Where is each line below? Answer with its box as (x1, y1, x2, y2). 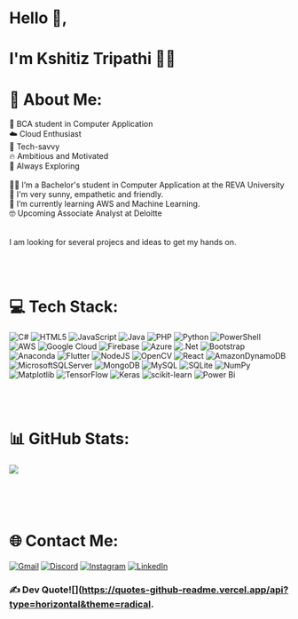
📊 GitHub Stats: (9, 429, 130, 449)
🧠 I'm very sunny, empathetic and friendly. (9, 189, 164, 200)
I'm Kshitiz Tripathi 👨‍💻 (9, 49, 176, 69)
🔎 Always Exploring (9, 161, 80, 171)
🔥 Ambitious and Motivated (9, 151, 109, 162)
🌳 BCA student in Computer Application (9, 119, 153, 130)
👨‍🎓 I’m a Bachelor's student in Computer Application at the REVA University (9, 179, 286, 190)
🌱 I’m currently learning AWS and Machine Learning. (9, 199, 200, 210)
